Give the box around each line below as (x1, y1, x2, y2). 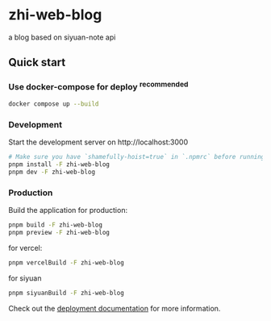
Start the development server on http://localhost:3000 (8, 137, 188, 147)
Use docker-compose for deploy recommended (8, 80, 189, 93)
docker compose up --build (8, 100, 99, 108)
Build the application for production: (8, 206, 127, 215)
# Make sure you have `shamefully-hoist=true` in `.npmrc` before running (8, 153, 265, 161)
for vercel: (8, 243, 43, 252)
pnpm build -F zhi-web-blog (8, 221, 103, 229)
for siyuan (8, 273, 42, 283)
